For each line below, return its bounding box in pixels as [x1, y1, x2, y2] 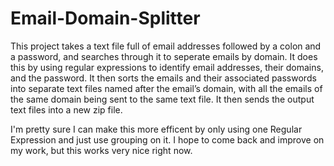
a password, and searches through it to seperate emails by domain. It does [10, 50, 318, 62]
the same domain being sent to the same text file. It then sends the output [10, 93, 315, 105]
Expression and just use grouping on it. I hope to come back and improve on [10, 133, 325, 146]
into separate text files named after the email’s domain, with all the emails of [10, 82, 323, 94]
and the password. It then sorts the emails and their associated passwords [10, 72, 317, 84]
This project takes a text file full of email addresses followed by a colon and [10, 40, 322, 52]
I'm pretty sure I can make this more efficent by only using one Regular [10, 123, 303, 135]
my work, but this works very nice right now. [10, 144, 193, 156]
